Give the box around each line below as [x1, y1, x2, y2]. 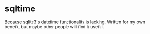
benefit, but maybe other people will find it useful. [4, 24, 104, 29]
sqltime [4, 3, 36, 14]
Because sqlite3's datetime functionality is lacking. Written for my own [4, 19, 146, 25]
